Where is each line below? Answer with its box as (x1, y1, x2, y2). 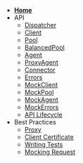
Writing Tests (24, 141, 63, 148)
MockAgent (24, 96, 58, 104)
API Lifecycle (24, 110, 63, 119)
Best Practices (13, 118, 56, 126)
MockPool (24, 88, 54, 96)
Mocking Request (24, 148, 76, 156)
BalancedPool (24, 44, 65, 51)
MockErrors (24, 103, 59, 111)
